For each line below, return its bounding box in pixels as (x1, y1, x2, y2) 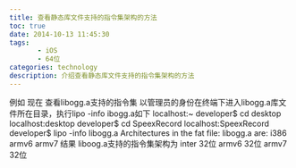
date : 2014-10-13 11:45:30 (9, 29, 110, 38)
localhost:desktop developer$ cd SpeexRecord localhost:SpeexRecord (9, 118, 270, 129)
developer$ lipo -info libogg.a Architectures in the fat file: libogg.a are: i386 (9, 127, 288, 139)
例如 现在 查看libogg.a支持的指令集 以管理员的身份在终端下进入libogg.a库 (9, 97, 279, 107)
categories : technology (9, 63, 98, 72)
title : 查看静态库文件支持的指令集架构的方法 (9, 13, 158, 22)
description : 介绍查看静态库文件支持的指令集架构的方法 (9, 71, 195, 80)
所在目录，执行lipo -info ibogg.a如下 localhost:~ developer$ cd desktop (16, 108, 282, 119)
